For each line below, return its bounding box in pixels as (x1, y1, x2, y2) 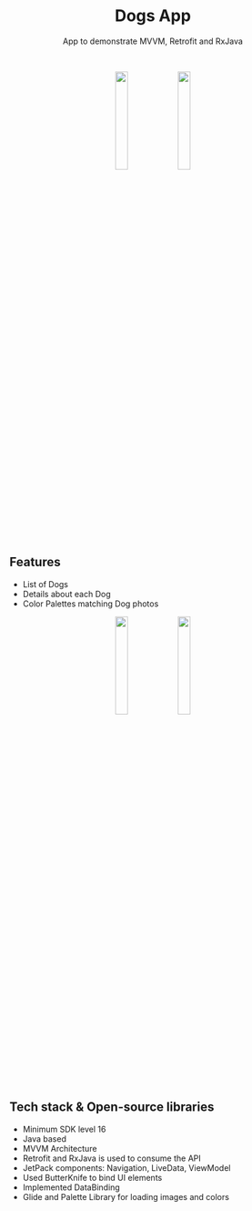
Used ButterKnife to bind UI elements (22, 1172, 163, 1183)
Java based (22, 1133, 66, 1144)
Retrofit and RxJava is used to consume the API (22, 1153, 202, 1164)
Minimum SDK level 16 (22, 1123, 106, 1134)
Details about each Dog (22, 588, 111, 599)
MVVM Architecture (22, 1143, 97, 1154)
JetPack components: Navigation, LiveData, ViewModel (22, 1162, 231, 1173)
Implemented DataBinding (22, 1182, 120, 1193)
